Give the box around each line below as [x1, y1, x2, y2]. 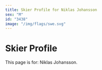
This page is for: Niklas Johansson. [5, 59, 77, 65]
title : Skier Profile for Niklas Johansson [5, 7, 97, 12]
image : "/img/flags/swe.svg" [5, 21, 66, 26]
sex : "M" [5, 12, 23, 17]
